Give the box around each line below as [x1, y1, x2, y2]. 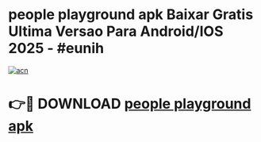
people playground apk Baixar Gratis [8, 6, 254, 24]
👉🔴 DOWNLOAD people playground [8, 95, 251, 113]
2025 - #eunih [8, 40, 105, 57]
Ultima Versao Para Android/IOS [8, 22, 224, 40]
